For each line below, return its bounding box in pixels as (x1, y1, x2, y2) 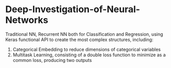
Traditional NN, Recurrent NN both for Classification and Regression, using (5, 31, 163, 37)
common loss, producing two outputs (12, 57, 92, 63)
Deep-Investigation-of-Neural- (5, 4, 140, 15)
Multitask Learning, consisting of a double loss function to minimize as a (12, 52, 166, 58)
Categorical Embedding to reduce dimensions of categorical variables (12, 46, 161, 52)
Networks (5, 14, 49, 26)
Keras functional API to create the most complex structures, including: (5, 37, 154, 43)
